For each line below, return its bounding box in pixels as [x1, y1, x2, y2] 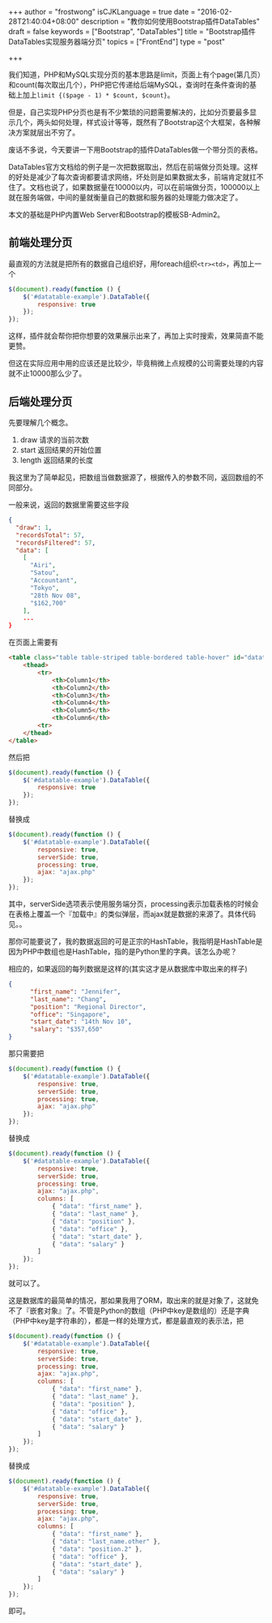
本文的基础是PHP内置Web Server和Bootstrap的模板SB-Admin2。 [8, 210, 225, 219]
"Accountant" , [29, 576, 79, 584]
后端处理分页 [8, 394, 73, 408]
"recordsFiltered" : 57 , [15, 539, 96, 547]
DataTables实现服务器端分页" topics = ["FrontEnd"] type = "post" [8, 37, 225, 46]
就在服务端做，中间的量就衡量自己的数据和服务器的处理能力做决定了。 [8, 192, 243, 202]
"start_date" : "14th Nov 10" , [29, 1018, 132, 1026]
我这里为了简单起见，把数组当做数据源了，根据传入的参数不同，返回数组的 [8, 472, 257, 482]
